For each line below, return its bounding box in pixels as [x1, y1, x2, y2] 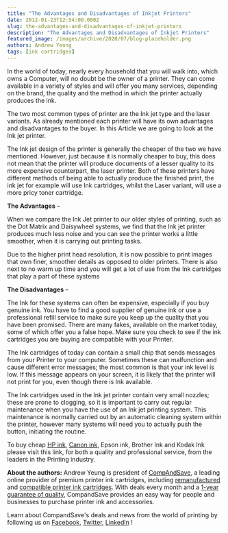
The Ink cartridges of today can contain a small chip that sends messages [7, 348, 216, 357]
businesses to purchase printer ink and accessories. [7, 497, 155, 506]
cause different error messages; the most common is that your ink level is [7, 363, 214, 371]
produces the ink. [7, 96, 57, 104]
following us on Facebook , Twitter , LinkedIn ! [7, 518, 134, 526]
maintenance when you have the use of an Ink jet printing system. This [7, 405, 207, 414]
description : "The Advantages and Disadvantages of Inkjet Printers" [7, 29, 210, 36]
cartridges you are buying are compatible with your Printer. [7, 335, 174, 343]
